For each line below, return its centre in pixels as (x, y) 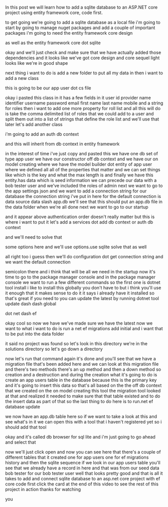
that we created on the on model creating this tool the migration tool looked (83, 391)
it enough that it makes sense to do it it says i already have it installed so (80, 293)
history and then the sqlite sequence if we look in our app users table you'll (83, 463)
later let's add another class (34, 124)
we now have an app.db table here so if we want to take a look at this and (81, 416)
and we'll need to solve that (34, 237)
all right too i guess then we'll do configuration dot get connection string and (84, 257)
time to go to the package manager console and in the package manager (80, 277)
